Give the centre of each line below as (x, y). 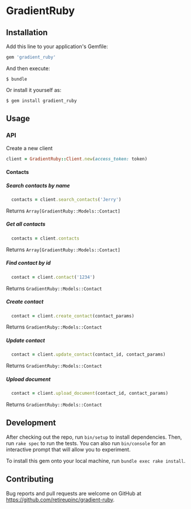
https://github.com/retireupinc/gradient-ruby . (60, 500)
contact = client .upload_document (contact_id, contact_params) (90, 394)
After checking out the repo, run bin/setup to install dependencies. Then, (94, 437)
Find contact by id (28, 263)
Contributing (30, 479)
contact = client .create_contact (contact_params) (73, 316)
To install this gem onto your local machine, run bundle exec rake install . (96, 460)
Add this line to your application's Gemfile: (57, 46)
